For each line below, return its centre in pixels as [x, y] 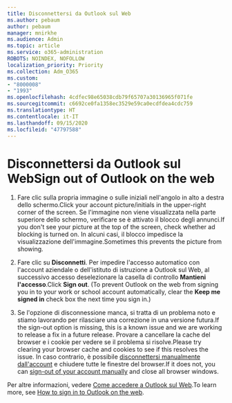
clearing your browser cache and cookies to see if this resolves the [113, 350]
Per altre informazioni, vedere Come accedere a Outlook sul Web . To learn [112, 385]
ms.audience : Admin [35, 39]
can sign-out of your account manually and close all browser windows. [118, 372]
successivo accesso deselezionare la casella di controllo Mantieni [111, 277]
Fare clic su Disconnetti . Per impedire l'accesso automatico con [108, 262]
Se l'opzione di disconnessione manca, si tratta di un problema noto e [116, 313]
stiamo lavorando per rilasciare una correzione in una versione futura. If [118, 320]
